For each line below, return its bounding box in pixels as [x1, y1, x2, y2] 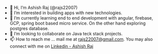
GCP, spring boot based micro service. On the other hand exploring [9, 20, 146, 26]
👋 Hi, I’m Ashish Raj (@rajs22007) [9, 5, 78, 10]
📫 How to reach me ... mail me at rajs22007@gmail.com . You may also [9, 36, 153, 42]
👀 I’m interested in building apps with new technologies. [9, 10, 122, 16]
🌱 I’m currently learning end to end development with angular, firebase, [9, 15, 153, 21]
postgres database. [9, 26, 49, 31]
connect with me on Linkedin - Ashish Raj [9, 43, 94, 49]
